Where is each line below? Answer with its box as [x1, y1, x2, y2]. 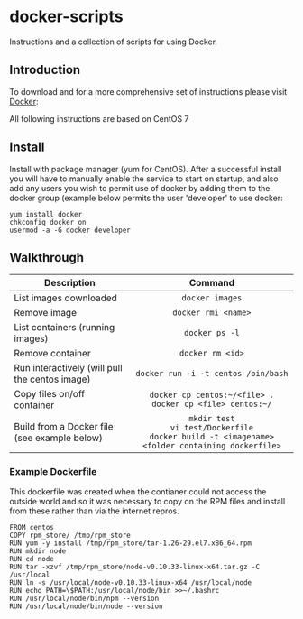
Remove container [14, 347, 92, 360]
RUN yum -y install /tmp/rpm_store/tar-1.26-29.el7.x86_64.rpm [9, 539, 252, 548]
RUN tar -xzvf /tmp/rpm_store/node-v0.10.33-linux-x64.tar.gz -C [9, 562, 260, 571]
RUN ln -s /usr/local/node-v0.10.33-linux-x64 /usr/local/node [9, 577, 252, 587]
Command [188, 277, 235, 290]
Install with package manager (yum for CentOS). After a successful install [9, 163, 282, 174]
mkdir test [188, 413, 235, 424]
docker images [181, 293, 243, 303]
